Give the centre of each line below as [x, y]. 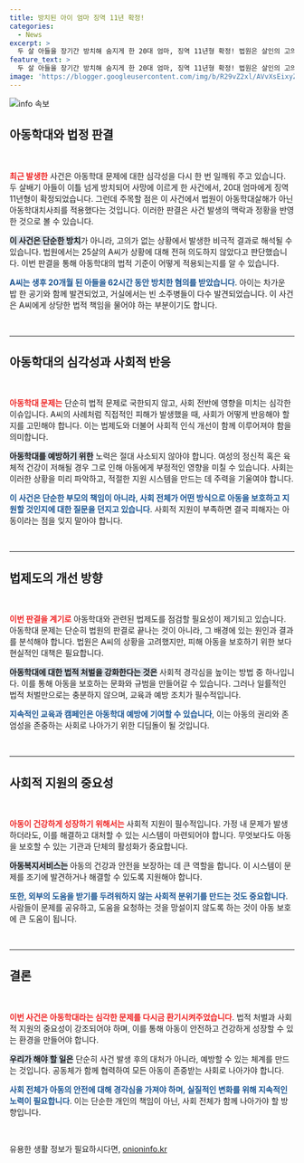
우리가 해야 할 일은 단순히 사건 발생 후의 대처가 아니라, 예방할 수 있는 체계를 [141, 1059]
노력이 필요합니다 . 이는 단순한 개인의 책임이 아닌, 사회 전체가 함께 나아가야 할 [144, 1101]
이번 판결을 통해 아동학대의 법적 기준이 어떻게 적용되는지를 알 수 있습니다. [150, 262]
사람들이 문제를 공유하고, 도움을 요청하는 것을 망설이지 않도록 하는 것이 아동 [142, 907]
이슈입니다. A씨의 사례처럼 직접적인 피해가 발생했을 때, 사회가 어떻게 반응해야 [145, 415]
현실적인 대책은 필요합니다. [57, 653]
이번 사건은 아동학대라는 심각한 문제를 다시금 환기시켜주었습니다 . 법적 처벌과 [142, 1017]
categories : [32, 26]
